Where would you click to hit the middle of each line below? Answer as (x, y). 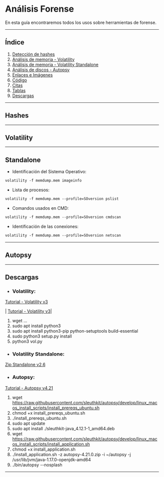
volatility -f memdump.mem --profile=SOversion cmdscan (63, 217)
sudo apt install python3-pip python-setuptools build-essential (75, 331)
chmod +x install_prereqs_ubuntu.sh (49, 413)
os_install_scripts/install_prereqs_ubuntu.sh (56, 408)
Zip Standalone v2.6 (25, 365)
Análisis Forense (40, 9)
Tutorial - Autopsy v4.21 (29, 388)
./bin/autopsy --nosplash (37, 465)
